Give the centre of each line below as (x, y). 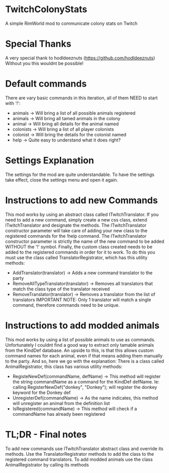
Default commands (46, 84)
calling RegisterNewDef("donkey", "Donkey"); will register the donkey (85, 387)
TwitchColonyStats (46, 9)
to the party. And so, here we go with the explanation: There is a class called (85, 361)
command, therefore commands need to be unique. (66, 305)
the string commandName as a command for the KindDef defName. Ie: (86, 382)
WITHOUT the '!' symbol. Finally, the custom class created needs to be (79, 246)
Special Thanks (38, 44)
